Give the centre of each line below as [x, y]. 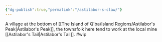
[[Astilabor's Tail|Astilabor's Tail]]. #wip [46, 34]
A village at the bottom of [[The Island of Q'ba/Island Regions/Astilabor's [80, 24]
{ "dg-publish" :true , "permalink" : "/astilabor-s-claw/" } [64, 10]
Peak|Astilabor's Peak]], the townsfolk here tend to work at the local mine [81, 29]
